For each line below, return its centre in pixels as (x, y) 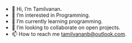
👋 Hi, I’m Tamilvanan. (37, 9)
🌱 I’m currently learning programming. (57, 21)
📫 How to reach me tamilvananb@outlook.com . (69, 34)
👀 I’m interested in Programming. (51, 15)
